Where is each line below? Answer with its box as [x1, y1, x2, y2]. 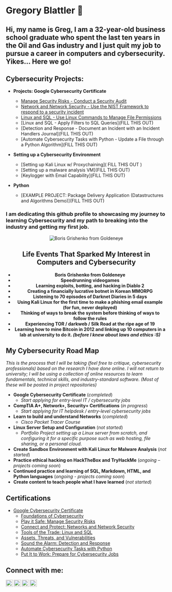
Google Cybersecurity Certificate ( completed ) [13, 392, 113, 398]
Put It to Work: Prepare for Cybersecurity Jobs [20, 551, 119, 557]
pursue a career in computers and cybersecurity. [6, 49, 165, 58]
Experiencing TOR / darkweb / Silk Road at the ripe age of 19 [25, 321, 155, 327]
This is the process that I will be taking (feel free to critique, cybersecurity [6, 360, 161, 366]
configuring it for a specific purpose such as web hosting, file [20, 436, 151, 442]
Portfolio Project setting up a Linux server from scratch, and [20, 430, 148, 436]
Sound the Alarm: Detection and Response [20, 540, 110, 546]
